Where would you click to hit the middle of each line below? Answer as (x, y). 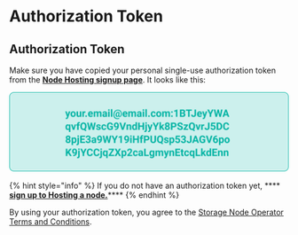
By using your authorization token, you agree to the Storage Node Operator (146, 212)
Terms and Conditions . (51, 221)
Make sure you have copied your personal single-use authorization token (143, 70)
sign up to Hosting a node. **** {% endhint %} (94, 195)
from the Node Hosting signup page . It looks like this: (108, 80)
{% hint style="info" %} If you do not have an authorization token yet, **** (145, 185)
